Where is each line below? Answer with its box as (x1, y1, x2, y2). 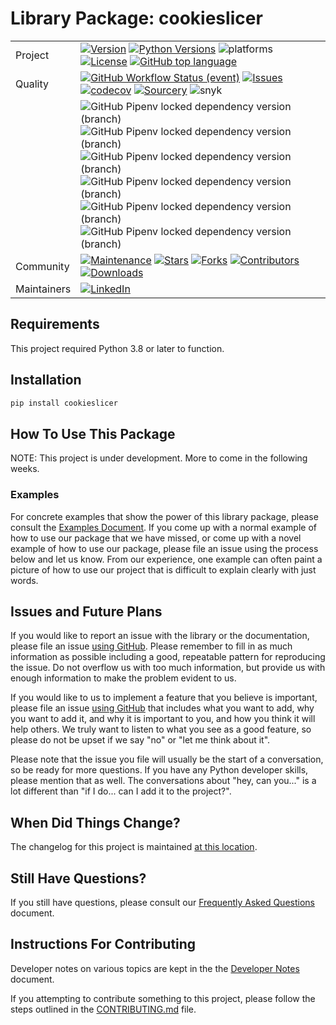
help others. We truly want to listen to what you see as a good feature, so (10, 723, 312, 736)
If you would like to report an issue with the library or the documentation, (10, 630, 310, 642)
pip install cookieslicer (10, 398, 118, 408)
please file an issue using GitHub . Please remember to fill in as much (10, 640, 293, 652)
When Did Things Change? (10, 814, 181, 831)
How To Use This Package (10, 425, 176, 442)
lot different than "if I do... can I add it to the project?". (10, 785, 232, 797)
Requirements (10, 316, 100, 333)
